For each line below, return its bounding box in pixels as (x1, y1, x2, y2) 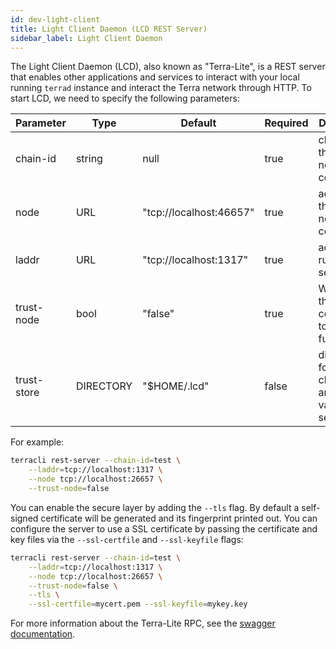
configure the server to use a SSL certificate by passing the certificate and (10, 522, 318, 535)
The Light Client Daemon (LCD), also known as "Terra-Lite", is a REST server (10, 61, 326, 73)
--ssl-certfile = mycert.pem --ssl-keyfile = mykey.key (28, 599, 248, 610)
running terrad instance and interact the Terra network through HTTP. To (10, 82, 312, 94)
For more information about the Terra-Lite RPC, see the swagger (10, 617, 276, 630)
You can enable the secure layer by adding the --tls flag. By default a (10, 501, 300, 513)
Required (264, 116, 309, 130)
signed (10, 512, 39, 524)
